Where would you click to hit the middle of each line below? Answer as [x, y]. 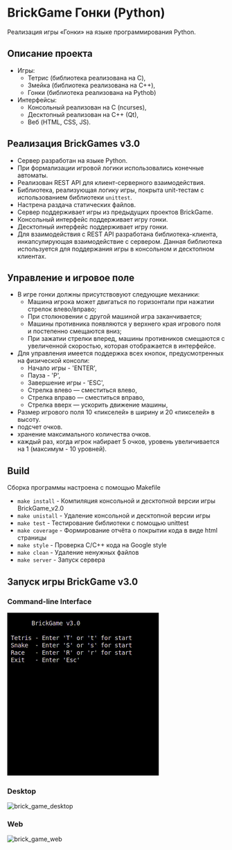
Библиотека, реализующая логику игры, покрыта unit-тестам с [110, 190]
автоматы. [33, 175]
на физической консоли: [53, 361]
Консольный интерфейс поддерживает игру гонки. [92, 219]
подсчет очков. [40, 427]
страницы [32, 538]
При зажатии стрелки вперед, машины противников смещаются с [126, 339]
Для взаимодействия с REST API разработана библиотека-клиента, [117, 234]
